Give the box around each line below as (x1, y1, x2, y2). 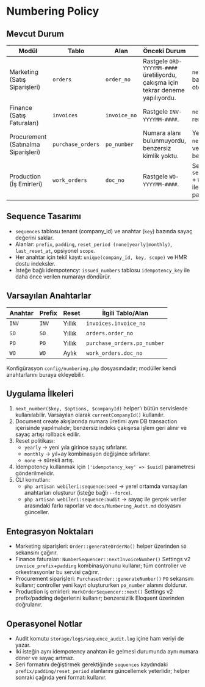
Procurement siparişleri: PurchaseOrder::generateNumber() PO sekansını (15, 575, 194, 583)
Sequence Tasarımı (6, 211, 81, 222)
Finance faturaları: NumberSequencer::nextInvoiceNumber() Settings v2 (15, 556, 191, 563)
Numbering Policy (6, 4, 99, 18)
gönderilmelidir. (15, 470, 55, 477)
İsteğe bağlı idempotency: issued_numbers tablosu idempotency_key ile (15, 266, 190, 274)
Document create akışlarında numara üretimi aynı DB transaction (15, 418, 178, 425)
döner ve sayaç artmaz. (15, 655, 75, 662)
